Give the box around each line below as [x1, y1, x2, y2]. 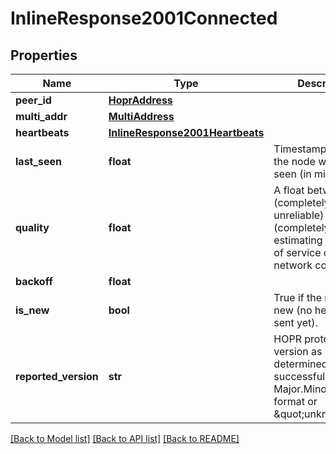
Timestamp [273, 142, 327, 156]
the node [273, 155, 316, 168]
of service [273, 246, 322, 259]
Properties [10, 47, 78, 64]
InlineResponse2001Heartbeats [108, 126, 265, 139]
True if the [273, 291, 322, 304]
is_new [15, 303, 50, 317]
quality [15, 221, 50, 234]
